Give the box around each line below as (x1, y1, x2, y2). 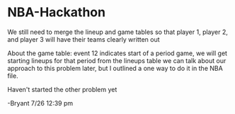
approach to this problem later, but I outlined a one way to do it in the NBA (7, 64, 223, 72)
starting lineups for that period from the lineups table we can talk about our (7, 56, 227, 64)
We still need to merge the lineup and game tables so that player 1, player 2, (7, 28, 229, 36)
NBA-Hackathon (7, 4, 106, 21)
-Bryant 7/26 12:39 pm (7, 98, 74, 107)
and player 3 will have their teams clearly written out (7, 35, 161, 43)
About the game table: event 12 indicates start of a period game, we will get (7, 49, 228, 57)
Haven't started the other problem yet (7, 85, 117, 93)
